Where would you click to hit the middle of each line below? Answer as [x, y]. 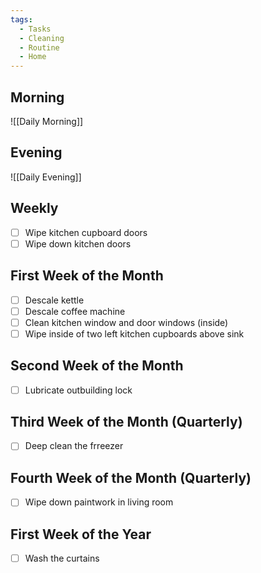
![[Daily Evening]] [46, 177]
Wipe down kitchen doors [78, 243]
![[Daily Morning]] [47, 121]
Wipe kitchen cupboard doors [86, 232]
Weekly [34, 208]
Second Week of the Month [97, 366]
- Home [33, 57]
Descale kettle [54, 300]
